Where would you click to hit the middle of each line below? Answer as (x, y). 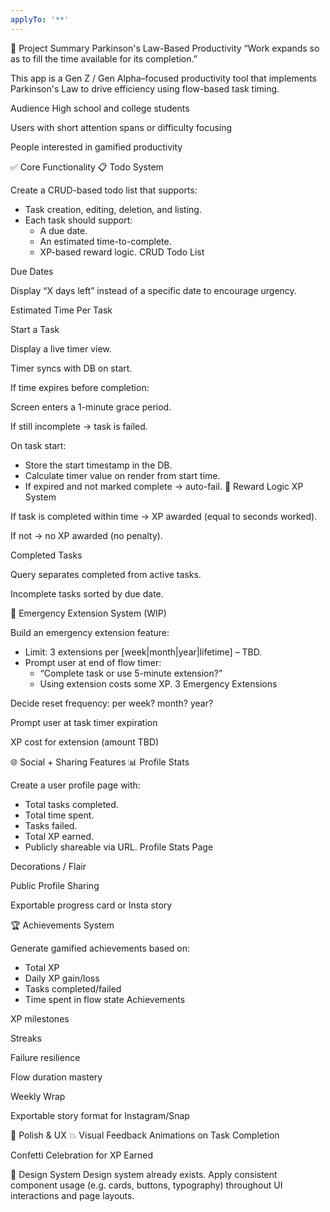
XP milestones (40, 1018)
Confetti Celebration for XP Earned (82, 1155)
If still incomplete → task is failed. (79, 426)
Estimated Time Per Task (61, 310)
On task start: (38, 445)
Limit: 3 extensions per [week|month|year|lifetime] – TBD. (143, 652)
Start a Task (35, 329)
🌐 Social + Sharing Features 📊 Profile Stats (100, 762)
